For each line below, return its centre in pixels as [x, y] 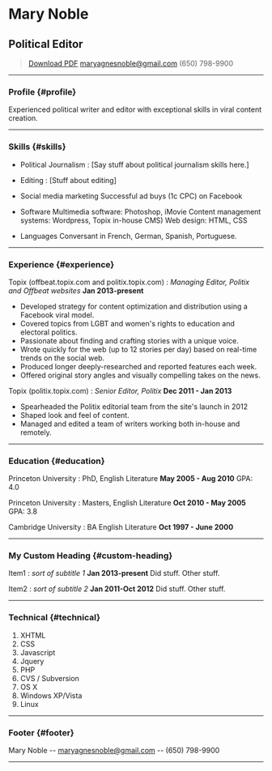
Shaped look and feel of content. [74, 415]
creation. [23, 118]
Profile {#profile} [42, 92]
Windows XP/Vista [51, 695]
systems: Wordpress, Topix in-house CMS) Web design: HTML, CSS [134, 220]
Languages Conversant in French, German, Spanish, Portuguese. [128, 236]
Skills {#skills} [37, 147]
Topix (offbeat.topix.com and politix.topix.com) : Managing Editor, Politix [129, 282]
